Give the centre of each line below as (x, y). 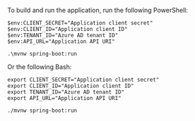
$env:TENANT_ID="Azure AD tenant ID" (63, 35)
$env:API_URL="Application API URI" (61, 42)
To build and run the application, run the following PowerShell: (98, 10)
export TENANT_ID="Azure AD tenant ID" (66, 92)
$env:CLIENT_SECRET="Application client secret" (80, 23)
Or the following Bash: (40, 67)
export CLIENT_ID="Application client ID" (71, 86)
